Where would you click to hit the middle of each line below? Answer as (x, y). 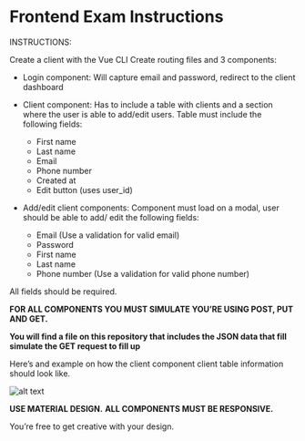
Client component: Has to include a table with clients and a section (147, 104)
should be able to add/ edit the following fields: (111, 217)
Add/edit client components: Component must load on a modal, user (151, 208)
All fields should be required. (63, 291)
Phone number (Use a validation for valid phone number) (143, 273)
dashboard (43, 87)
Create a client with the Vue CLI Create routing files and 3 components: (143, 59)
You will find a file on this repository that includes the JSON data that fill (148, 336)
